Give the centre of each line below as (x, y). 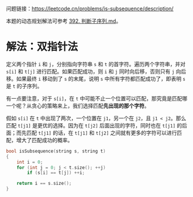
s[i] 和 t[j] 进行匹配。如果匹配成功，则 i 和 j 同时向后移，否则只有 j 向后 (96, 71)
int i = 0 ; (30, 162)
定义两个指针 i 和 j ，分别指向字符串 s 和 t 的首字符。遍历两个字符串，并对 (96, 64)
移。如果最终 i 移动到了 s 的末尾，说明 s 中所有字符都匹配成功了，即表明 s (96, 78)
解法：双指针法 (42, 47)
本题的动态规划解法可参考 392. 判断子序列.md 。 (64, 21)
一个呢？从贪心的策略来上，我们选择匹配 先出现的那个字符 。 (78, 106)
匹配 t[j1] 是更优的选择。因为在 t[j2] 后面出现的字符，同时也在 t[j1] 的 (94, 125)
